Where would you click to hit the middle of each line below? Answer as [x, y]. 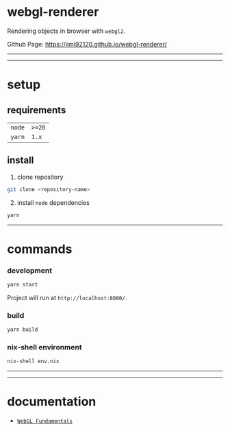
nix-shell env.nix [33, 361]
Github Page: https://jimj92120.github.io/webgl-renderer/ [87, 44]
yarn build [23, 330]
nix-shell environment [44, 347]
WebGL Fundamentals [45, 421]
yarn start [23, 284]
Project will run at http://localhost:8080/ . [67, 297]
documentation [52, 402]
